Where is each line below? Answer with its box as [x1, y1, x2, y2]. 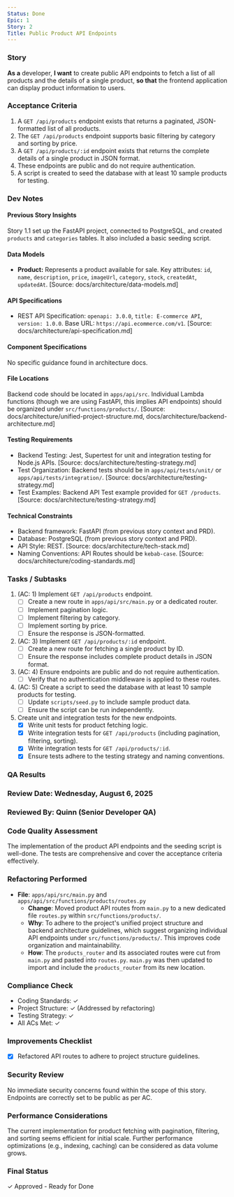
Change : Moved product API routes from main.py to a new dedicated [27, 904, 226, 912]
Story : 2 [7, 23, 33, 30]
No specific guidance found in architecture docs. [7, 358, 148, 367]
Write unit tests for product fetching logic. [27, 721, 148, 730]
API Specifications [7, 296, 63, 305]
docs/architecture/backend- [146, 412, 228, 420]
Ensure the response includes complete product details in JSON [27, 652, 212, 660]
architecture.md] [7, 419, 56, 428]
